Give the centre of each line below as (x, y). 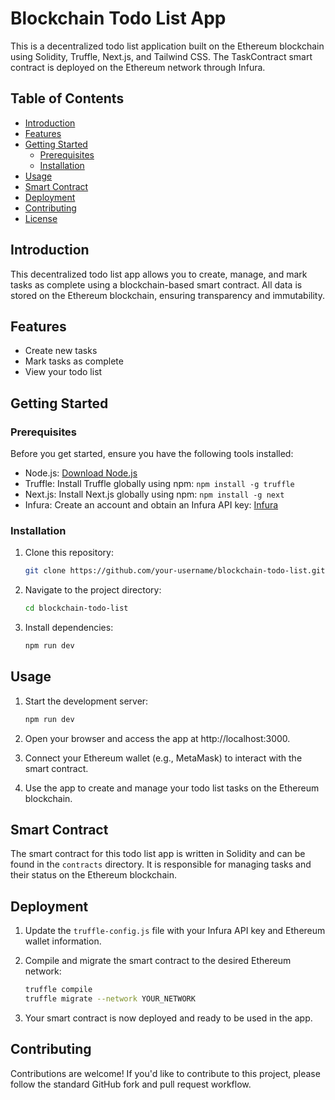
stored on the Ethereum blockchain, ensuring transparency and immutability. (167, 295)
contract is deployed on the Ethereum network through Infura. (138, 67)
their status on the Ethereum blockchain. (93, 875)
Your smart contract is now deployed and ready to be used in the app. (168, 1018)
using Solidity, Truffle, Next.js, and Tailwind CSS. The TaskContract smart (161, 56)
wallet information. (63, 941)
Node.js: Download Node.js (81, 473)
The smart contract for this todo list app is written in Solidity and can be (158, 854)
